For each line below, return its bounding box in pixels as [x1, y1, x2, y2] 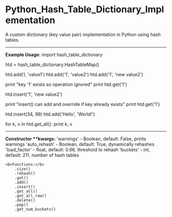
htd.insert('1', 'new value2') [5, 91, 62, 97]
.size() [14, 166, 31, 171]
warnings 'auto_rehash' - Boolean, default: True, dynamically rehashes [5, 141, 155, 147]
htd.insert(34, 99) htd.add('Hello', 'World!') [5, 111, 95, 117]
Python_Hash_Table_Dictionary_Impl [5, 4, 164, 15]
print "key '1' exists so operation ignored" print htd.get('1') [5, 81, 127, 88]
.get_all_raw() [14, 193, 47, 198]
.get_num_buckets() [14, 206, 56, 212]
